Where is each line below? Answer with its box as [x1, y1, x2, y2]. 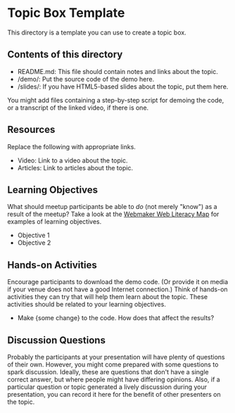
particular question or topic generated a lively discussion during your [7, 383, 208, 391]
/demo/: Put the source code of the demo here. [17, 75, 155, 83]
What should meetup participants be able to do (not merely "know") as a [7, 203, 217, 211]
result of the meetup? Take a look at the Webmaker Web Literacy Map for [7, 210, 220, 219]
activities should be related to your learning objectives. [7, 300, 167, 309]
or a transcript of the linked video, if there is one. [7, 103, 149, 112]
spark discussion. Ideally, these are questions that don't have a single [7, 368, 209, 376]
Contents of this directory [7, 49, 123, 61]
